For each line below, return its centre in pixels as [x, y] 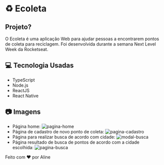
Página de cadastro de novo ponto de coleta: [58, 131]
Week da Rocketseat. [27, 49]
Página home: [26, 126]
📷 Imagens [23, 112]
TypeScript [24, 80]
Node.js [20, 85]
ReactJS [21, 90]
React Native [25, 96]
